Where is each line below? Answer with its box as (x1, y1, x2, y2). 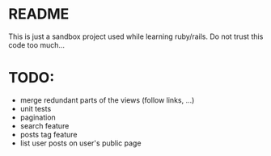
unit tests (19, 103, 52, 113)
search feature (19, 120, 70, 130)
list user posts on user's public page (19, 138, 142, 148)
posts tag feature (19, 129, 78, 139)
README (8, 5, 70, 23)
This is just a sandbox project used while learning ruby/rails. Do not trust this (8, 32, 264, 41)
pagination (19, 112, 57, 122)
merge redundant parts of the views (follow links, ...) (19, 95, 195, 105)
